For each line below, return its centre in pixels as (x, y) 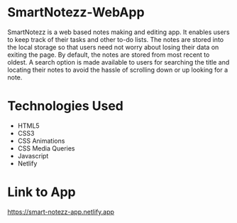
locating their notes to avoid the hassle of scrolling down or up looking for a (118, 70)
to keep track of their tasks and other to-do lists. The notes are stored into (116, 39)
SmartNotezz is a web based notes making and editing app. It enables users (118, 32)
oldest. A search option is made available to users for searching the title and (118, 62)
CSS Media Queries (46, 148)
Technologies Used (66, 106)
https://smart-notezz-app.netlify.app (61, 212)
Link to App (42, 192)
